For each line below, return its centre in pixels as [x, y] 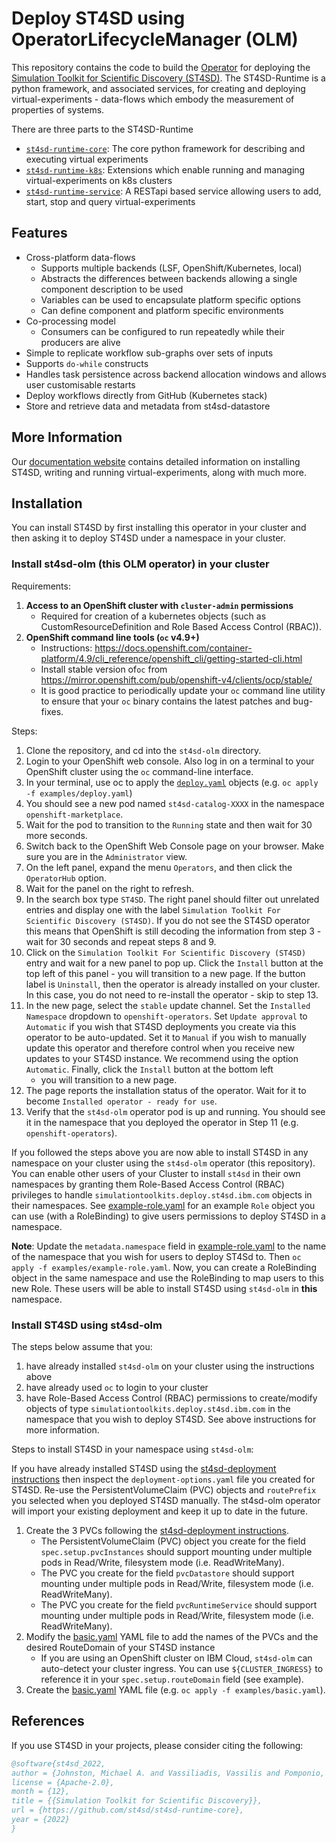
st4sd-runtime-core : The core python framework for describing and [165, 148]
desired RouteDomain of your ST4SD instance [120, 1647]
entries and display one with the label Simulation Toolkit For [153, 909]
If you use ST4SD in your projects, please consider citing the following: [157, 1745]
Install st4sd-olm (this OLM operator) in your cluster [140, 564]
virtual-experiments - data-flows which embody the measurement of [153, 99]
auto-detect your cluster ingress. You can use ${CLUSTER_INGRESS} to [182, 1668]
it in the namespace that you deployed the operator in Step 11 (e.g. [162, 1122]
